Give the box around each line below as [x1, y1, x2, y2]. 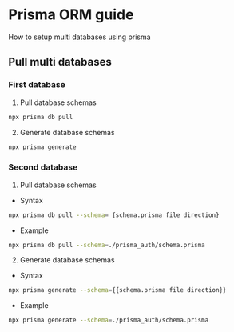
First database [8, 79, 65, 90]
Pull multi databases [8, 55, 112, 69]
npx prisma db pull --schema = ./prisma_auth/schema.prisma [8, 241, 205, 249]
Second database [8, 162, 78, 173]
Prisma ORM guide [8, 6, 134, 24]
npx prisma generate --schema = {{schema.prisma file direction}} [8, 286, 227, 294]
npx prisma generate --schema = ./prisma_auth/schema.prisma [8, 316, 209, 325]
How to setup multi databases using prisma [8, 32, 151, 42]
